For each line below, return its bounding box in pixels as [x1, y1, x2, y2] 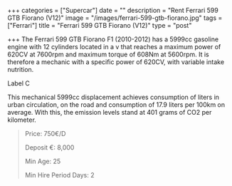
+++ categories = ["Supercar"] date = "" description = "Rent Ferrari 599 [7, 6, 218, 14]
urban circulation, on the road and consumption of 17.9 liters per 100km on [7, 100, 226, 109]
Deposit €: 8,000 [24, 143, 75, 152]
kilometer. [7, 115, 37, 124]
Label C [7, 79, 31, 88]
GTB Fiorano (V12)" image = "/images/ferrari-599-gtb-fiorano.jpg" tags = [7, 14, 223, 22]
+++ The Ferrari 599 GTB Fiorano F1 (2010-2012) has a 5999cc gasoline [7, 35, 219, 43]
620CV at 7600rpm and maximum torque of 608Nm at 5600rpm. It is [7, 50, 209, 58]
